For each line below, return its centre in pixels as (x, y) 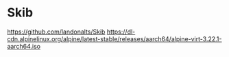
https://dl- (121, 32)
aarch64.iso (24, 46)
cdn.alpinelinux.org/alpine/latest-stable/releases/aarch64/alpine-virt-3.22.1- (114, 38)
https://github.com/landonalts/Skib (56, 32)
